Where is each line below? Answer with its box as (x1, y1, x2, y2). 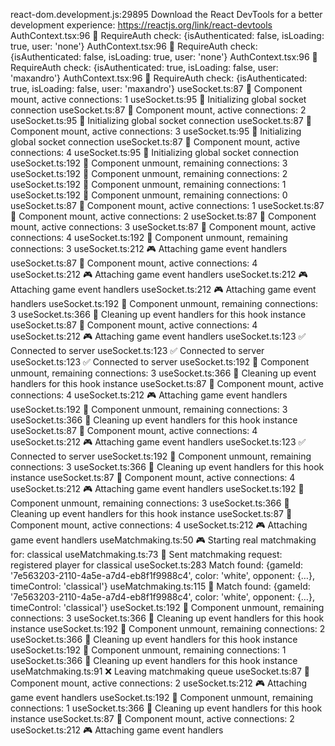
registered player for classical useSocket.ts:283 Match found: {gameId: (10, 559, 304, 571)
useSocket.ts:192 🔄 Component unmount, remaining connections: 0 (10, 189, 288, 201)
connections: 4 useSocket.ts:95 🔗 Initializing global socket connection (10, 147, 300, 158)
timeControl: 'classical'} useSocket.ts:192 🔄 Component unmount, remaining (10, 602, 325, 613)
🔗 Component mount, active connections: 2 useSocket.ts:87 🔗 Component (10, 210, 317, 222)
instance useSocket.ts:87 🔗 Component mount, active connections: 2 (10, 713, 295, 724)
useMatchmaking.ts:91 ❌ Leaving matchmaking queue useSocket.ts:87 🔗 (10, 665, 310, 677)
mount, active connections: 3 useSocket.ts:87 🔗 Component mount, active (10, 221, 317, 233)
